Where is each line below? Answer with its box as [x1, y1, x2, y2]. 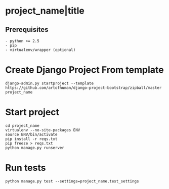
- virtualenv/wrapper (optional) [5, 48, 76, 53]
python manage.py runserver [5, 145, 65, 150]
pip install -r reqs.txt [5, 136, 58, 141]
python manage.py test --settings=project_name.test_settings [5, 178, 139, 184]
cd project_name [5, 123, 39, 128]
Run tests [5, 162, 46, 174]
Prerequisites [5, 25, 49, 34]
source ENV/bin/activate [5, 132, 58, 137]
